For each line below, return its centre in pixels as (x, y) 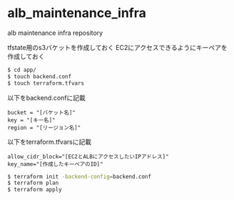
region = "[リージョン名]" (44, 127)
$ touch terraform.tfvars (46, 83)
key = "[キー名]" (31, 120)
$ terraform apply (35, 190)
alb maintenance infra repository (55, 33)
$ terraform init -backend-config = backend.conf (80, 177)
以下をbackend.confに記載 (46, 98)
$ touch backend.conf (40, 76)
